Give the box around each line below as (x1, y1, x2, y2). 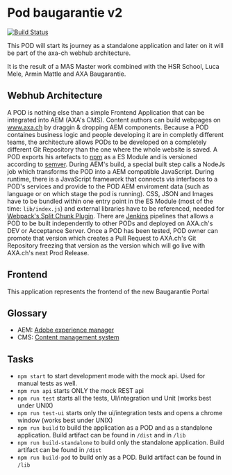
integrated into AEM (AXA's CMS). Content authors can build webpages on (7, 115, 221, 124)
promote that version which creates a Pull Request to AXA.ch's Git (7, 234, 197, 242)
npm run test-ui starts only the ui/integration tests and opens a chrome (17, 409, 223, 417)
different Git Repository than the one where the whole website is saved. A (7, 145, 217, 154)
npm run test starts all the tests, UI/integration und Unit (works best (17, 394, 212, 403)
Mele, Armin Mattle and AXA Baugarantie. (7, 70, 126, 78)
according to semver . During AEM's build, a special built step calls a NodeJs (7, 160, 226, 168)
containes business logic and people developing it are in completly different (7, 130, 224, 138)
